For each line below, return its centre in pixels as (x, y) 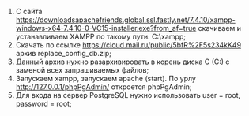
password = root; (44, 103)
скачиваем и (220, 28)
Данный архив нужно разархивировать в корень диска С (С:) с (123, 62)
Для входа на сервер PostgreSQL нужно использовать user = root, (128, 95)
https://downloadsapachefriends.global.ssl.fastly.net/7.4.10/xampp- (125, 20)
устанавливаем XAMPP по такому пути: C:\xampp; (100, 36)
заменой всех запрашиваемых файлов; (82, 70)
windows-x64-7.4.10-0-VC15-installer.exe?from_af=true (106, 28)
